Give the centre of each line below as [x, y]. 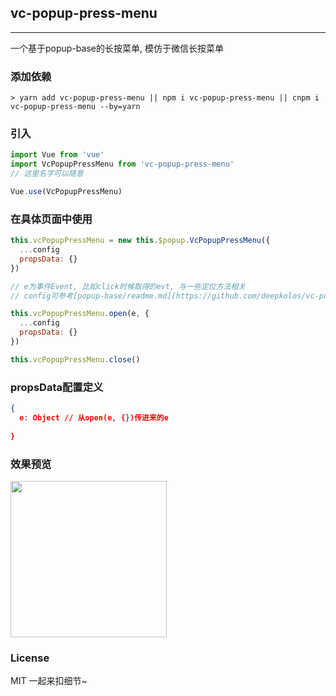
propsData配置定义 [57, 387]
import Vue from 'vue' [57, 155]
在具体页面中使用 [51, 219]
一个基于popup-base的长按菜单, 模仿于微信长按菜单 [117, 48]
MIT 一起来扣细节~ [49, 681]
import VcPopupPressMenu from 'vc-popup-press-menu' [122, 164]
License [30, 658]
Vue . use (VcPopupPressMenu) [66, 192]
